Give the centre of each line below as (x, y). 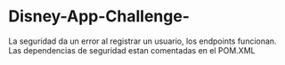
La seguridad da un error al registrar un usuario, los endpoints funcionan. (142, 41)
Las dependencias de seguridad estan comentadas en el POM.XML (132, 50)
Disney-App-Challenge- (99, 16)
